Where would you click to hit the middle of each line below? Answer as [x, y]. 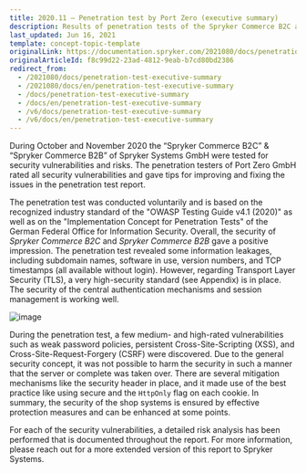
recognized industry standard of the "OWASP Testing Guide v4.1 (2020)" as [151, 212]
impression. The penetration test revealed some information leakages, [141, 251]
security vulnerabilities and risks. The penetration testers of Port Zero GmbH [153, 165]
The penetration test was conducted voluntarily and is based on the [136, 203]
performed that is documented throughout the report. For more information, [151, 440]
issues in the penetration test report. [77, 184]
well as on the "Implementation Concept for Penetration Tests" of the [139, 222]
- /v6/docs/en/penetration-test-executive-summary [116, 120]
